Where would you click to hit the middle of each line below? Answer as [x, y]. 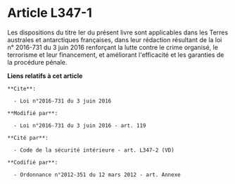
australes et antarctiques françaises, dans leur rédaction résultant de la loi [115, 39]
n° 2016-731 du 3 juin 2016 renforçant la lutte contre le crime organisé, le [113, 47]
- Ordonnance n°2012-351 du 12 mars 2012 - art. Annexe [97, 175]
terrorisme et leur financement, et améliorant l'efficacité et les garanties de [116, 55]
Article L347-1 [50, 13]
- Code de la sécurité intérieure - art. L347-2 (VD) [94, 150]
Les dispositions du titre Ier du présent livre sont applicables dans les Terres [118, 32]
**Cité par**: [28, 138]
